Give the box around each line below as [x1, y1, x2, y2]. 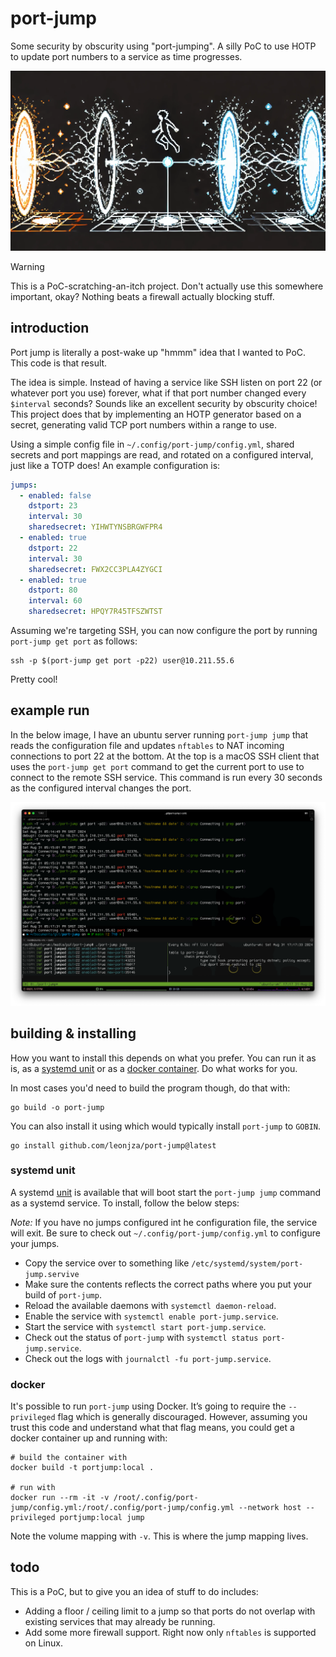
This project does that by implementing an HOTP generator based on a [10, 408, 302, 420]
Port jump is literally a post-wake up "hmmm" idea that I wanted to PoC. [10, 346, 307, 358]
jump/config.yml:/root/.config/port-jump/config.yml [10, 1503, 235, 1513]
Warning [10, 260, 45, 272]
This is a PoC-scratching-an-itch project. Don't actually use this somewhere [10, 280, 324, 292]
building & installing [10, 1025, 137, 1042]
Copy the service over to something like [24, 1257, 190, 1269]
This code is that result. [10, 357, 108, 369]
